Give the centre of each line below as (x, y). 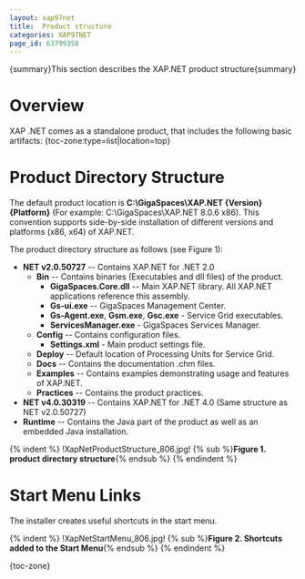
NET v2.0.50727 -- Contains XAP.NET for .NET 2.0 (118, 267)
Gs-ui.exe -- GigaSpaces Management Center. (138, 306)
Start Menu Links (75, 496)
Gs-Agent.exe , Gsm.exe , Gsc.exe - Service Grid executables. (167, 316)
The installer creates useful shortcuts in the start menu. (113, 521)
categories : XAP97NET (51, 35)
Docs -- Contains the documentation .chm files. (126, 364)
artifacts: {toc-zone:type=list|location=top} (90, 141)
